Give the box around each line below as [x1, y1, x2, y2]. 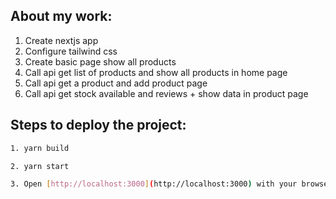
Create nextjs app [24, 34, 99, 46]
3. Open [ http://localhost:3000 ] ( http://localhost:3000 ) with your [10, 179, 298, 189]
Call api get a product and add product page [24, 77, 208, 89]
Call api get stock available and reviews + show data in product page [24, 87, 309, 99]
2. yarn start [10, 161, 70, 171]
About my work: [10, 8, 113, 25]
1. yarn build [10, 143, 70, 153]
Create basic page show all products [24, 55, 177, 68]
